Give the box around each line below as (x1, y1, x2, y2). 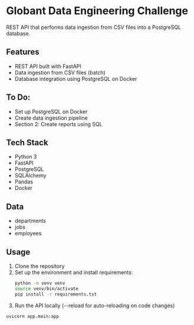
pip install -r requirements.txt (14, 291, 97, 297)
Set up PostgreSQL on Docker (14, 108, 88, 115)
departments (14, 217, 46, 225)
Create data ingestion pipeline (14, 114, 88, 122)
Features (6, 47, 40, 57)
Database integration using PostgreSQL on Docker (14, 75, 137, 82)
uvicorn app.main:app (6, 313, 60, 319)
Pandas (14, 178, 34, 185)
